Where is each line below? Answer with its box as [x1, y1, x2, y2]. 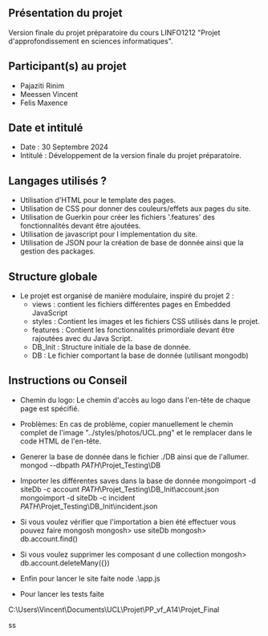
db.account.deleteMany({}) [19, 557, 110, 568]
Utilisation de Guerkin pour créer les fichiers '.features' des [19, 213, 215, 222]
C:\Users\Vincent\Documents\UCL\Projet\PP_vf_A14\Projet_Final [8, 605, 220, 614]
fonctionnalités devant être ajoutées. [19, 221, 141, 231]
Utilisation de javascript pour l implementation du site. [19, 229, 198, 239]
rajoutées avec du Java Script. [31, 334, 133, 343]
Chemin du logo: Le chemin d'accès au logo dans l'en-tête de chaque [19, 395, 251, 404]
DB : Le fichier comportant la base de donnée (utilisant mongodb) [31, 350, 249, 360]
